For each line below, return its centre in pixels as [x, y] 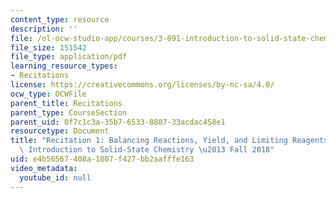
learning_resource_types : [64, 66]
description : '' [44, 29]
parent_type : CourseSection [69, 112]
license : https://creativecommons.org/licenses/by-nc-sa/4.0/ [142, 85]
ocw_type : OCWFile [48, 94]
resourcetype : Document [60, 131]
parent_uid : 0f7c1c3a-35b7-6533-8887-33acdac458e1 [118, 122]
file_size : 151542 [48, 47]
